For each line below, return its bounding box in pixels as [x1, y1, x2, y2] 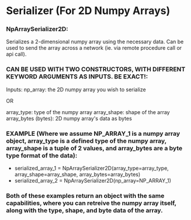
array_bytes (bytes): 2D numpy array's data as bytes [6, 115, 133, 122]
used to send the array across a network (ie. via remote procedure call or [6, 44, 182, 51]
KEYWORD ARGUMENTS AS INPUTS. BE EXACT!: [6, 73, 148, 81]
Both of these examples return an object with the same [6, 192, 165, 200]
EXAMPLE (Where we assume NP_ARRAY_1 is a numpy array [6, 129, 180, 137]
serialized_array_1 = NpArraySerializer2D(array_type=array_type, [14, 165, 169, 172]
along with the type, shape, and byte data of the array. [6, 207, 164, 214]
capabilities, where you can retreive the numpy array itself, [6, 199, 177, 207]
